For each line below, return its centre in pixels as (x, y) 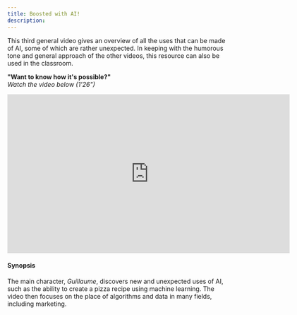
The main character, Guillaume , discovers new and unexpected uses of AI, (115, 281)
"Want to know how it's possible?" (59, 77)
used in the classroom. (41, 63)
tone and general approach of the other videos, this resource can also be (114, 55)
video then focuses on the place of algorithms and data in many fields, (110, 296)
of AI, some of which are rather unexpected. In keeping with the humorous (115, 48)
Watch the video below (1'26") (51, 84)
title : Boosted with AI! (44, 14)
